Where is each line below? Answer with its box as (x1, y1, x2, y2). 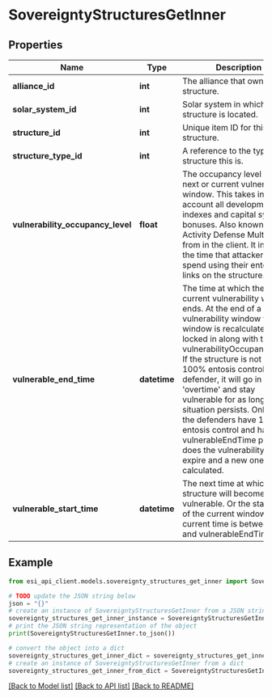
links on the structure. (181, 269, 266, 281)
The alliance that (181, 75, 245, 87)
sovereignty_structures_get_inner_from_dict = (8, 666, 168, 675)
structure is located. (181, 109, 258, 120)
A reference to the (181, 146, 252, 156)
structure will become (181, 488, 266, 499)
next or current (181, 179, 240, 189)
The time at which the (181, 283, 265, 294)
